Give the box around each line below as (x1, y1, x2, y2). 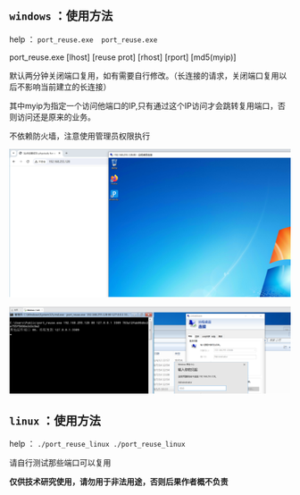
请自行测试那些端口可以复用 (9, 457, 112, 468)
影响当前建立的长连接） (24, 81, 112, 92)
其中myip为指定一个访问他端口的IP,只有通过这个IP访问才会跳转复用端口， (9, 100, 279, 111)
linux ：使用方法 (9, 414, 101, 429)
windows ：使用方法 (9, 8, 113, 24)
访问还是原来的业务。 (16, 111, 96, 122)
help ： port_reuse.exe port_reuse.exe (9, 34, 158, 45)
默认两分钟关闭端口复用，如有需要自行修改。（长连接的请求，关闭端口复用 (9, 70, 279, 80)
